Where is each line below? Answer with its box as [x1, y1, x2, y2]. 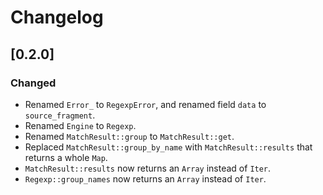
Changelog [10, 6, 104, 29]
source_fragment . [24, 109, 96, 121]
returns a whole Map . [24, 151, 108, 163]
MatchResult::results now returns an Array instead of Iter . [24, 162, 272, 174]
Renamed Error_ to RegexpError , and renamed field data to [24, 98, 267, 110]
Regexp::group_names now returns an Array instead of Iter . [24, 172, 267, 185]
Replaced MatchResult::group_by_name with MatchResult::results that [24, 141, 313, 153]
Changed [10, 76, 57, 90]
